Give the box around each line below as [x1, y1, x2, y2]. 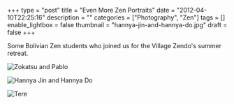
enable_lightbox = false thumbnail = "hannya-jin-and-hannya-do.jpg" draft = [7, 21, 228, 29]
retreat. [7, 49, 29, 57]
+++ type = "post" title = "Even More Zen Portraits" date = [7, 6, 176, 14]
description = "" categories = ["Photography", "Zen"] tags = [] [46, 13, 226, 22]
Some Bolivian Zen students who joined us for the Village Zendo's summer [7, 42, 222, 50]
